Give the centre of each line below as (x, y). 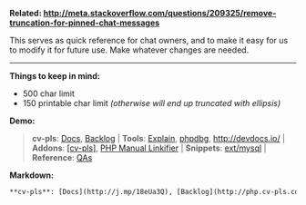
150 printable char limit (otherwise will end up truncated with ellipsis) (152, 103)
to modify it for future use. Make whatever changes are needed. (129, 50)
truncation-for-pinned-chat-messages (85, 23)
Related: (26, 13)
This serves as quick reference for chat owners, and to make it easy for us (149, 40)
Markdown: (32, 175)
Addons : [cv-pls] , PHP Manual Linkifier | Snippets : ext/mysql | (149, 148)
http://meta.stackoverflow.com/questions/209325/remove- (160, 13)
